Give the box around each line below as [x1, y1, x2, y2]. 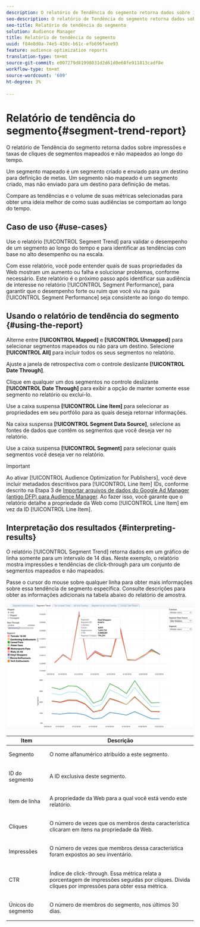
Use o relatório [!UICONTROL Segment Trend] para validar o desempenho [6, 238, 187, 245]
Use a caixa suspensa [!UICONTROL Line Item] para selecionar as [6, 402, 170, 409]
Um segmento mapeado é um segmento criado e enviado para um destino [6, 168, 189, 175]
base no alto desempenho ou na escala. [6, 250, 104, 257]
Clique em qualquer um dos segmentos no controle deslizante [6, 378, 159, 385]
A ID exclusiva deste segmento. [49, 773, 127, 780]
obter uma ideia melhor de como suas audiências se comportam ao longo [6, 198, 187, 206]
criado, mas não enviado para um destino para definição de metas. [6, 181, 171, 188]
